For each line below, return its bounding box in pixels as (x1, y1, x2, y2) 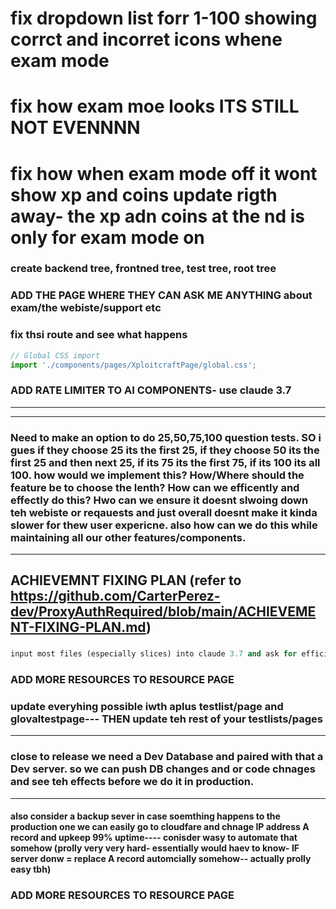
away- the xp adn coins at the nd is (10, 205, 305, 227)
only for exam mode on (10, 226, 205, 249)
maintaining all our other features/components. (10, 530, 247, 544)
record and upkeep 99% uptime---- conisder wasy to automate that (10, 832, 298, 844)
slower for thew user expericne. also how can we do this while (10, 518, 318, 532)
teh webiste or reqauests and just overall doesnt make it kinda (10, 505, 318, 519)
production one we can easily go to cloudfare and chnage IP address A (10, 821, 310, 833)
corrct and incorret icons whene (10, 28, 283, 51)
